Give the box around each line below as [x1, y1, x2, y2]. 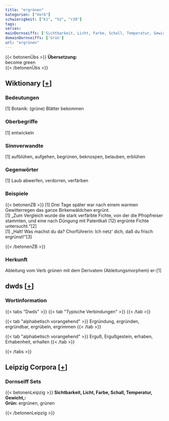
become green [5, 59, 36, 65]
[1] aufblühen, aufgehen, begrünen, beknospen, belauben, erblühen [5, 154, 146, 160]
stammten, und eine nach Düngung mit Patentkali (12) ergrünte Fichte [5, 217, 149, 224]
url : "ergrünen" [5, 40, 39, 45]
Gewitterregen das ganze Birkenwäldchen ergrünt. [5, 207, 110, 213]
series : [5, 26, 22, 31]
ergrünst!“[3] [5, 233, 32, 239]
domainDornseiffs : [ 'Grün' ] [5, 36, 64, 41]
